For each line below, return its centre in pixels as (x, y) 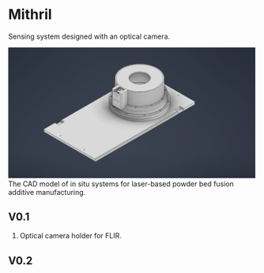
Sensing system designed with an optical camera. (89, 36)
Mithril (30, 15)
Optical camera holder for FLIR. (71, 236)
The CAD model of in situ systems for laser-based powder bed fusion (121, 184)
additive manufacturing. (47, 192)
